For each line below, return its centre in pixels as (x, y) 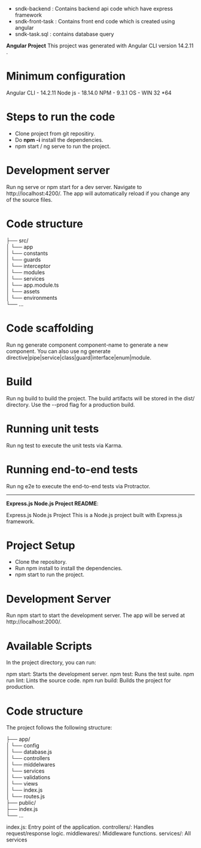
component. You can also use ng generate (58, 351)
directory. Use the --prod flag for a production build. (71, 405)
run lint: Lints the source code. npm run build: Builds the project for (89, 680)
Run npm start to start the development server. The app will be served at (96, 615)
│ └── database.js (29, 752)
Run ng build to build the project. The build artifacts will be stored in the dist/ (100, 398)
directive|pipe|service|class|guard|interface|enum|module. (79, 357)
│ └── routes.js (25, 797)
